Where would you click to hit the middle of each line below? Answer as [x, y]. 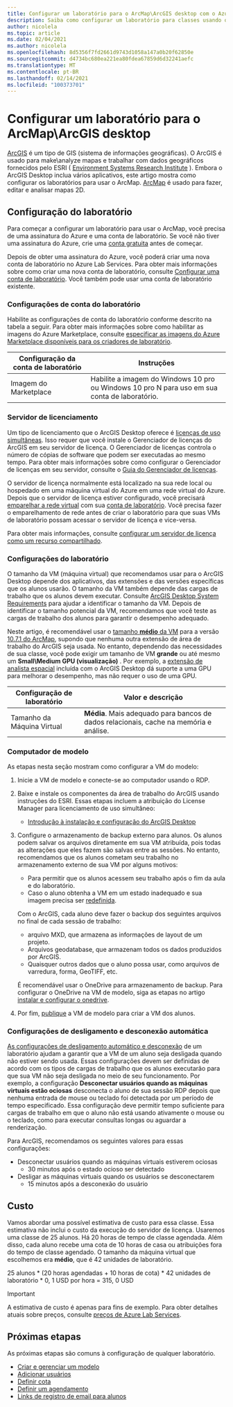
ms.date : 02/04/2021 [37, 40]
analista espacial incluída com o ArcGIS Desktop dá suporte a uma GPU [109, 668]
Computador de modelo [48, 751]
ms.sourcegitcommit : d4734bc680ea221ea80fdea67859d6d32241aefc [101, 59]
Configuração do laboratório [70, 212]
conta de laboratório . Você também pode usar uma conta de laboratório [110, 279]
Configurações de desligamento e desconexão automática [108, 1031]
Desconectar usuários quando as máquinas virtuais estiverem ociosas [117, 1162]
